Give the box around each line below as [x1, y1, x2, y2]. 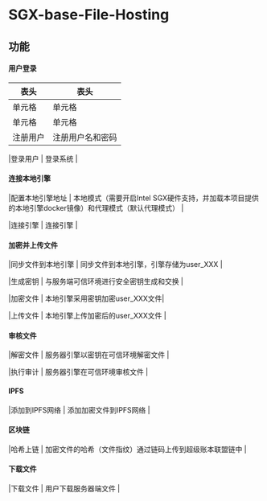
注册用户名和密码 [52, 131, 118, 142]
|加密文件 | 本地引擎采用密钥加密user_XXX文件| [8, 294, 165, 303]
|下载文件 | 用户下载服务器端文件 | [8, 484, 121, 493]
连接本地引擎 [8, 174, 51, 183]
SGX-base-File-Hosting [8, 6, 170, 24]
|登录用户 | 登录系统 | [8, 154, 78, 163]
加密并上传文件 [8, 240, 58, 250]
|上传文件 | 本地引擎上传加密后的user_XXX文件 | [8, 311, 166, 321]
